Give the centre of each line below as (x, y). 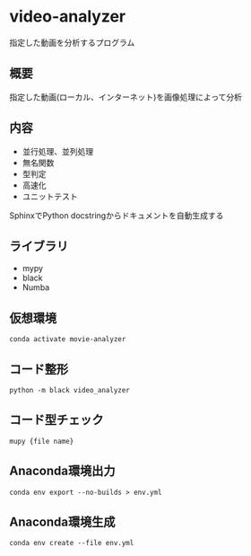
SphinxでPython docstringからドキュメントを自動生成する (117, 215)
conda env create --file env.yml (72, 543)
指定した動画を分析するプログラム (72, 42)
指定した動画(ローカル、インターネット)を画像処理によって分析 (126, 97)
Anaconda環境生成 (62, 522)
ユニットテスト (50, 196)
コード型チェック (56, 420)
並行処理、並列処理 (58, 151)
